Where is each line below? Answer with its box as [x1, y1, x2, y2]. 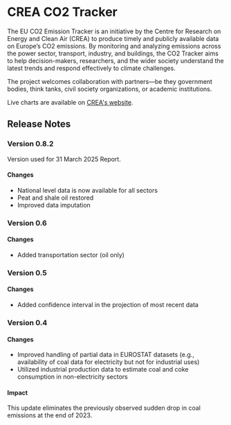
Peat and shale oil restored [17, 193, 94, 202]
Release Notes [7, 119, 71, 130]
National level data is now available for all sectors [17, 186, 158, 194]
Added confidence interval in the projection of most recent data [17, 301, 199, 309]
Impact [7, 388, 28, 397]
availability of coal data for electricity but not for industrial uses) [17, 358, 200, 366]
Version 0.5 [7, 268, 47, 277]
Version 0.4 [7, 318, 48, 327]
